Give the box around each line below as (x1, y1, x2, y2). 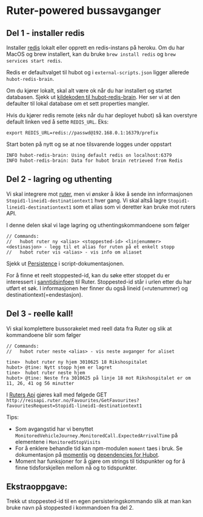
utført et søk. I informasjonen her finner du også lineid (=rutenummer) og (6, 284, 188, 292)
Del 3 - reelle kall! (6, 308, 74, 319)
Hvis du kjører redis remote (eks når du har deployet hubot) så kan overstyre (6, 112, 198, 119)
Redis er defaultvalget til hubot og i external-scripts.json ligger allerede (6, 69, 190, 76)
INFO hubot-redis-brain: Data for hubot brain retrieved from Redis (6, 158, 183, 164)
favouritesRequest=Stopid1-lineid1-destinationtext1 (6, 403, 142, 409)
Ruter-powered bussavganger (6, 4, 161, 18)
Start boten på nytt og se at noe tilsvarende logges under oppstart (6, 141, 171, 148)
